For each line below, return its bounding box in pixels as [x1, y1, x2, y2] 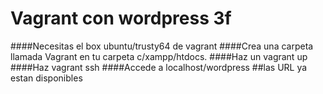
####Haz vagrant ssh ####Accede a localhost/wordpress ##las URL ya [10, 61, 308, 73]
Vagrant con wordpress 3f [10, 7, 232, 30]
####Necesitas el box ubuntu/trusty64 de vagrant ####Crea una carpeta [10, 40, 314, 52]
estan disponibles [10, 72, 83, 84]
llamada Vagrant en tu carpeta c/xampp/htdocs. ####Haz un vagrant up [10, 50, 308, 62]
